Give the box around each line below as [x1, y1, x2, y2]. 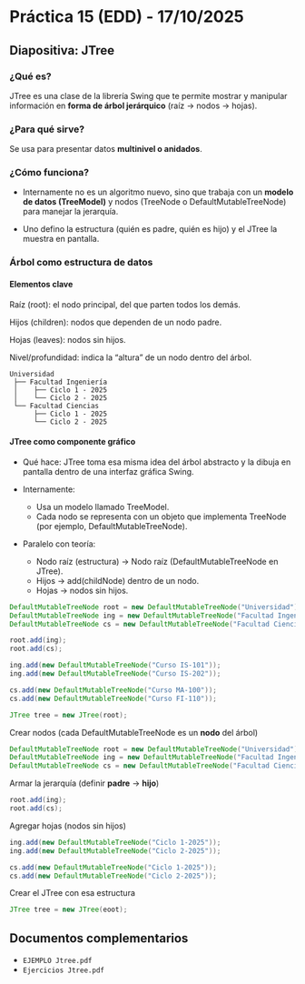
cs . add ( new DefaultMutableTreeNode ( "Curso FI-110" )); [9, 694, 218, 703]
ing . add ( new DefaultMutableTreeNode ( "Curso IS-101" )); [9, 661, 221, 670]
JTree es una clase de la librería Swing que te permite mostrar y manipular [9, 90, 288, 101]
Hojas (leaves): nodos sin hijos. [9, 334, 126, 345]
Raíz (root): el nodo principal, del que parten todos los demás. [9, 298, 241, 310]
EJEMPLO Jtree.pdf [22, 957, 93, 966]
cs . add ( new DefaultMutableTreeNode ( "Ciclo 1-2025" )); [9, 862, 218, 872]
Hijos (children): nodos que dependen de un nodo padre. [9, 316, 222, 327]
